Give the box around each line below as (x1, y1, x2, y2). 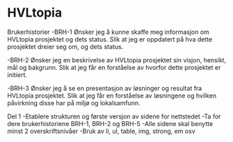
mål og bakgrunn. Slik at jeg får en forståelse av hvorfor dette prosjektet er (7, 63, 221, 71)
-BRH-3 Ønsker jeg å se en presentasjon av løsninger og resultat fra (7, 84, 202, 92)
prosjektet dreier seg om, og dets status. (7, 42, 124, 51)
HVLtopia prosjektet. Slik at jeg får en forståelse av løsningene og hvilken (7, 91, 217, 100)
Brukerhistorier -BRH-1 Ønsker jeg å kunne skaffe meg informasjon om (7, 28, 210, 36)
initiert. (7, 71, 28, 79)
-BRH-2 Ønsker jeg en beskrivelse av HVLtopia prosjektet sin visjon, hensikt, (7, 55, 227, 64)
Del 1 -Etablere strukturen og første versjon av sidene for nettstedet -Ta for (7, 112, 221, 121)
